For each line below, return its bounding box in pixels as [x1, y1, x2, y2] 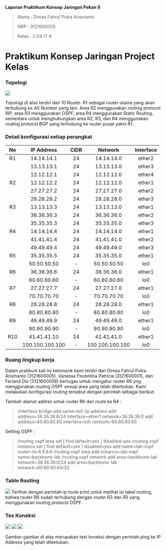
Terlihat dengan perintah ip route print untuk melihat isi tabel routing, [11, 489, 153, 495]
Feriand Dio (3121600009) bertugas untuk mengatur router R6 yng [5, 378, 141, 384]
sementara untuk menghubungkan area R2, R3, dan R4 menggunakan [5, 116, 149, 122]
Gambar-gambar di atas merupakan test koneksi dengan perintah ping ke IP [5, 534, 161, 540]
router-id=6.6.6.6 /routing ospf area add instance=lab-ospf [17, 449, 139, 455]
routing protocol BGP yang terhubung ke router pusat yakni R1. [5, 121, 134, 127]
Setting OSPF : [5, 429, 35, 435]
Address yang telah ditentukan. [5, 539, 69, 545]
